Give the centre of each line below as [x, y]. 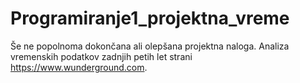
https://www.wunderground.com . [79, 67]
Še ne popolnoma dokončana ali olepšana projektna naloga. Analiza [150, 46]
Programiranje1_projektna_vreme [150, 18]
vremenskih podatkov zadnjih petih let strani [101, 56]
